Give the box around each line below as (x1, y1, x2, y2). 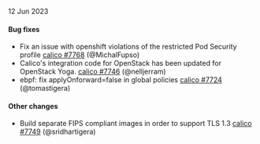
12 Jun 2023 (8, 7, 49, 16)
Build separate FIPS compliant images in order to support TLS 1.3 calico (19, 119, 252, 128)
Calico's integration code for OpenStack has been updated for (19, 59, 222, 68)
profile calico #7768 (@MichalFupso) (19, 50, 140, 59)
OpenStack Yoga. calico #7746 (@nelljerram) (19, 67, 167, 77)
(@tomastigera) (19, 84, 71, 93)
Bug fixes (8, 24, 40, 34)
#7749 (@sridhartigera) (19, 127, 96, 136)
